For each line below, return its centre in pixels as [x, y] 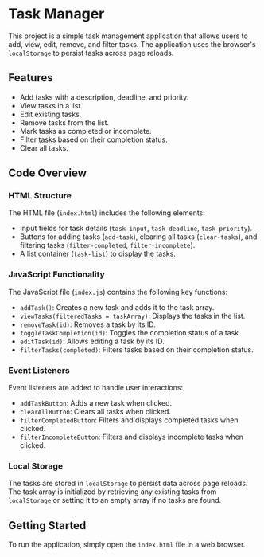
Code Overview [48, 173]
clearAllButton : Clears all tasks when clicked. [95, 412]
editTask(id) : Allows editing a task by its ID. [92, 341]
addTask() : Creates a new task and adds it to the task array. [117, 307]
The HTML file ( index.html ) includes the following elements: [107, 213]
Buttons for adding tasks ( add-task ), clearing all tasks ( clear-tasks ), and [138, 237]
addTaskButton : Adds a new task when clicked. [96, 403]
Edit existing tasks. [50, 114]
